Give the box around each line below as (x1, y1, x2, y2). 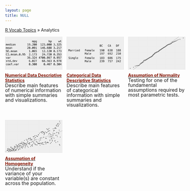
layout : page (5, 8, 32, 13)
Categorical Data (66, 72, 101, 78)
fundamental (128, 82, 157, 88)
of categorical (66, 87, 98, 93)
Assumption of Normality (128, 72, 180, 78)
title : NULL (5, 13, 29, 18)
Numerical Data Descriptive (5, 72, 62, 78)
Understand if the (5, 165, 45, 172)
